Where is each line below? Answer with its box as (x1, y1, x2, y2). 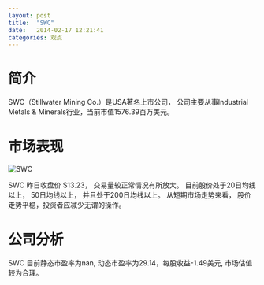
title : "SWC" (8, 19, 55, 27)
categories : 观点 (8, 33, 63, 42)
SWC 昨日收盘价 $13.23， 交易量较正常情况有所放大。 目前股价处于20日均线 (8, 180, 256, 190)
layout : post (8, 11, 51, 20)
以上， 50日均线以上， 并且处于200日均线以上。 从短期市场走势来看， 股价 (8, 191, 252, 200)
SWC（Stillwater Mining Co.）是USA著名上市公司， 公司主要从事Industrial (8, 98, 248, 107)
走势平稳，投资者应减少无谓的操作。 (8, 200, 126, 209)
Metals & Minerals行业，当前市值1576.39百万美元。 (8, 107, 175, 117)
